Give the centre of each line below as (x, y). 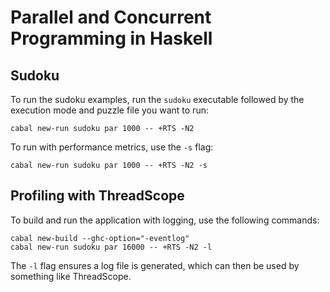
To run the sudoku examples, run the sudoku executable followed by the (157, 99)
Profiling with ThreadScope (97, 196)
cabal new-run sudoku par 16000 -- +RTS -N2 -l (111, 247)
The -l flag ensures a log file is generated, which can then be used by (155, 265)
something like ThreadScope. (71, 276)
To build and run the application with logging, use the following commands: (165, 220)
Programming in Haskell (111, 38)
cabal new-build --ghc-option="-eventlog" (100, 238)
